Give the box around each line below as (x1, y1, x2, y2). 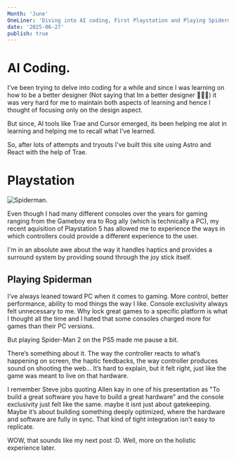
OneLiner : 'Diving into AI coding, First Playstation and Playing (7, 17, 206, 24)
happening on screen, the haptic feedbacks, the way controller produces (7, 356, 218, 365)
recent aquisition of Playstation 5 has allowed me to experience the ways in (7, 224, 225, 233)
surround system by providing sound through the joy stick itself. (7, 253, 192, 261)
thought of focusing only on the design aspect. (7, 106, 143, 115)
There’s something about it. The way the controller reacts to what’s (7, 349, 201, 357)
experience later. (7, 444, 56, 452)
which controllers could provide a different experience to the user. (7, 232, 199, 240)
